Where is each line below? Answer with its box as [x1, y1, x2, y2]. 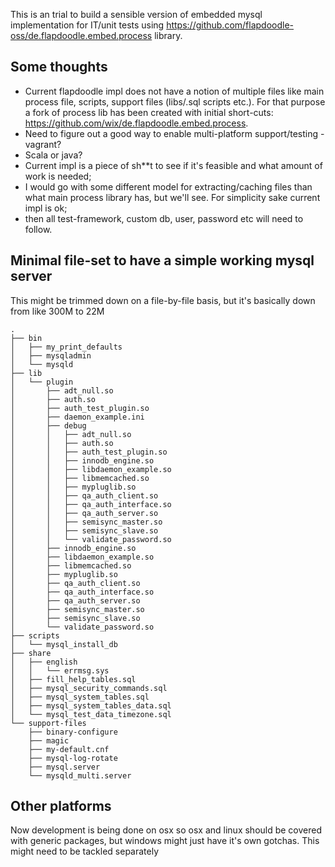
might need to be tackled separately [10, 845, 160, 858]
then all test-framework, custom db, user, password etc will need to [24, 212, 304, 224]
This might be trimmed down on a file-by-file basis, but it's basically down [10, 294, 316, 306]
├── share [10, 648, 52, 658]
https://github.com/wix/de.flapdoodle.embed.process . [24, 117, 249, 129]
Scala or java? [24, 149, 83, 161]
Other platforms [10, 798, 112, 815]
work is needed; [24, 170, 92, 182]
